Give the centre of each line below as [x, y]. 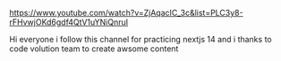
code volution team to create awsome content [94, 49]
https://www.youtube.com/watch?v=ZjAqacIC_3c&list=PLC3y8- [126, 13]
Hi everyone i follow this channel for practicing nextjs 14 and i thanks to [140, 39]
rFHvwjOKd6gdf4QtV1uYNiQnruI [68, 22]
